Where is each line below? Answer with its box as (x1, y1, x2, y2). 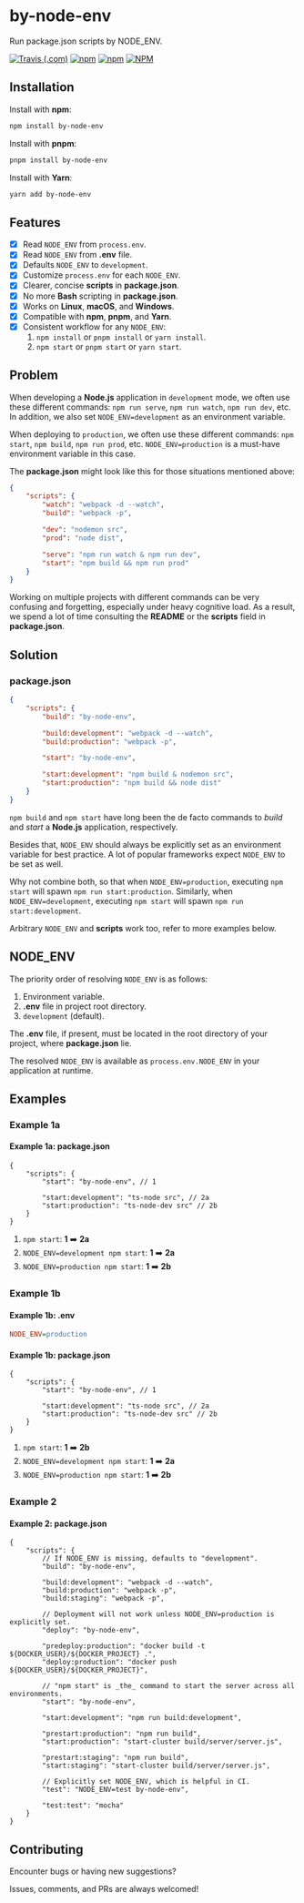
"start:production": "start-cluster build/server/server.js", (42, 1737, 283, 1746)
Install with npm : (9, 104, 72, 115)
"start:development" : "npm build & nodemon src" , (42, 770, 234, 779)
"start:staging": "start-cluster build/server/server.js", (42, 1761, 271, 1771)
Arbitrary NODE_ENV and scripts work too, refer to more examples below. (9, 922, 277, 933)
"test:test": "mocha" (42, 1801, 125, 1810)
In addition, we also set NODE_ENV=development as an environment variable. (9, 411, 286, 422)
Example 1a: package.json (9, 1141, 111, 1152)
